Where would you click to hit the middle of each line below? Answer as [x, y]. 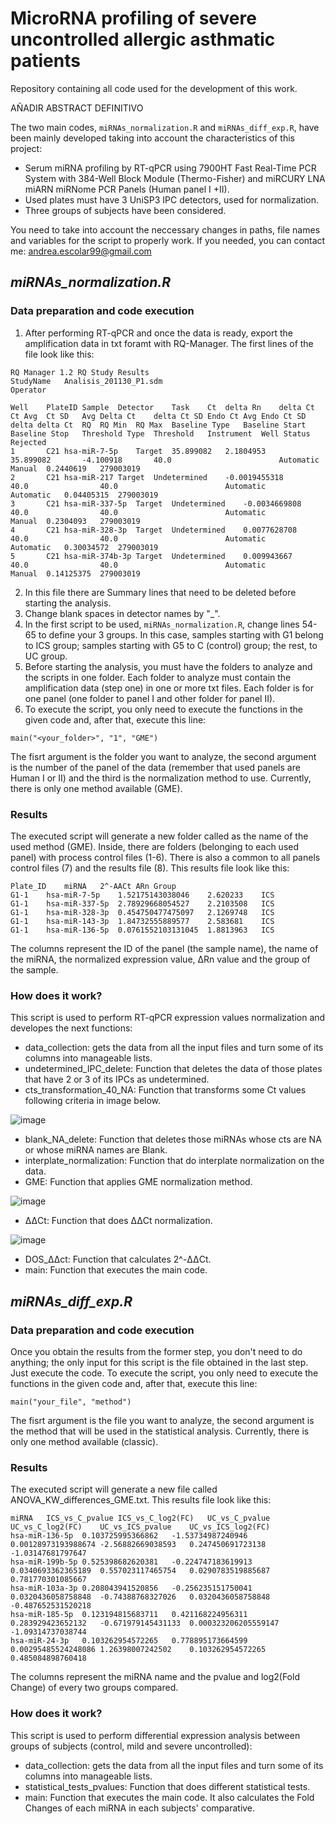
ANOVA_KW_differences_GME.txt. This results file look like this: [141, 1500]
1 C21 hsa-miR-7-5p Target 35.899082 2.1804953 [138, 451]
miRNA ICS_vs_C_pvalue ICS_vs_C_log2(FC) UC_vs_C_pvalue [140, 1518]
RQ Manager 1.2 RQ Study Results [80, 372]
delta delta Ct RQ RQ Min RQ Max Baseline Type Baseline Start [158, 425]
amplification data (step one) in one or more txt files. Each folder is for [169, 688]
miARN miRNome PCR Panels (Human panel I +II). [127, 189]
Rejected [28, 442]
